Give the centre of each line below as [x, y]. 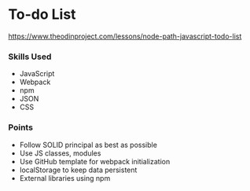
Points [21, 127]
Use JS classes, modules [60, 153]
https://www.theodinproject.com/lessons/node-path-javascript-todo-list [125, 36]
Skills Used [30, 57]
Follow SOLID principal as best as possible [88, 145]
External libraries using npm [65, 178]
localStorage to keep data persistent [78, 170]
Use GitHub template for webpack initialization [95, 161]
